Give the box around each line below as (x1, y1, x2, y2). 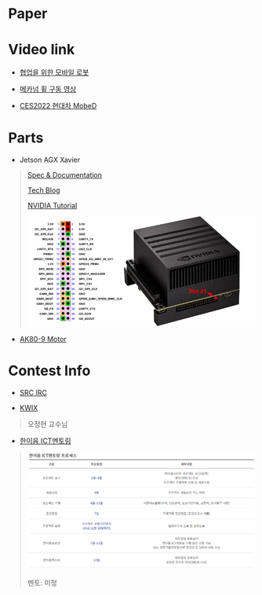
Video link (8, 41, 75, 59)
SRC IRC (19, 388, 47, 398)
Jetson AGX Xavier (19, 155, 81, 165)
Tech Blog (27, 185, 60, 195)
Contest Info (8, 362, 91, 380)
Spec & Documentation (27, 171, 103, 180)
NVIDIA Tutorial (27, 201, 78, 211)
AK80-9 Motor (19, 335, 67, 344)
